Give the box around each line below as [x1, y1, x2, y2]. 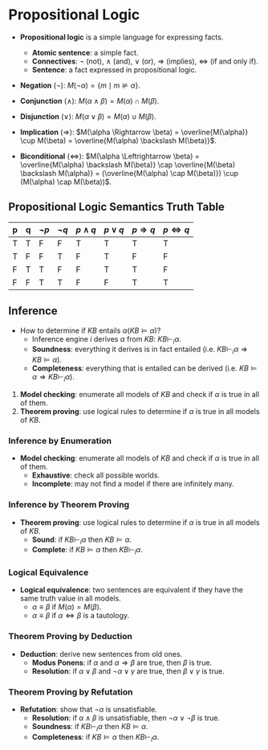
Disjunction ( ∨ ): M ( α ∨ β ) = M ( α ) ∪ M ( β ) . [19, 111, 156, 121]
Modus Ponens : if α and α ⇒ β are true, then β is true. [31, 658, 213, 667]
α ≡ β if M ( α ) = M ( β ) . [31, 602, 102, 612]
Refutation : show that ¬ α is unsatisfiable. [19, 705, 158, 715]
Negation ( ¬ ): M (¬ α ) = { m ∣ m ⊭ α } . [19, 80, 140, 90]
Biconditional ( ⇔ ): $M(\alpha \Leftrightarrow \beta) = [19, 151, 200, 161]
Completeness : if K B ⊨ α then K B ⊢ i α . [31, 732, 160, 744]
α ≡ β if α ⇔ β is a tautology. [31, 611, 130, 621]
